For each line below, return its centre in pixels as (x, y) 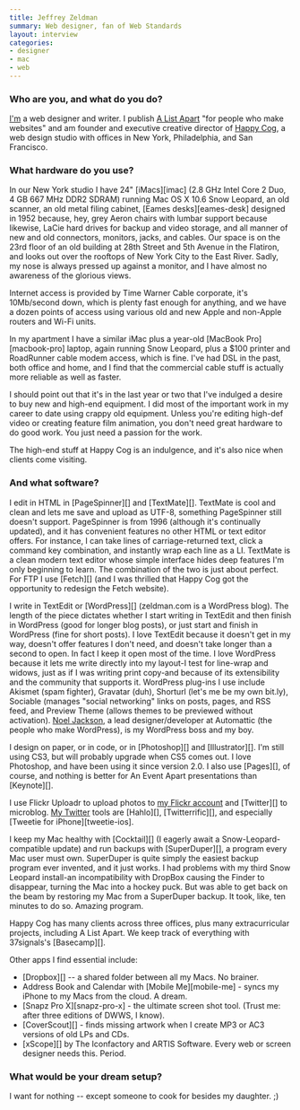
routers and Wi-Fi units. (53, 322)
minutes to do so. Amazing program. (77, 905)
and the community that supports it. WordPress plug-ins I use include (137, 682)
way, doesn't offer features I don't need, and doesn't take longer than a (141, 643)
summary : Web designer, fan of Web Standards (95, 26)
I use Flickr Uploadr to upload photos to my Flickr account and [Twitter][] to (149, 802)
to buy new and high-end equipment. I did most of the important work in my (149, 404)
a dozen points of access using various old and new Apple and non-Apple (146, 312)
